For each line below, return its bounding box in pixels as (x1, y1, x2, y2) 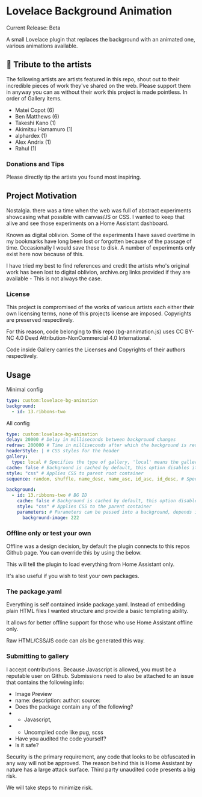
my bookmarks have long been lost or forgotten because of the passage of (6, 238, 192, 245)
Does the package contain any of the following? (14, 703, 133, 710)
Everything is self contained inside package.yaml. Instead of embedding (6, 601, 185, 608)
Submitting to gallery (6, 652, 69, 660)
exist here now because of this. (6, 250, 84, 257)
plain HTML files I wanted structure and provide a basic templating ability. (6, 608, 189, 615)
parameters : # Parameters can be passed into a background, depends (17, 509, 192, 515)
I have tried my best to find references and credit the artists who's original (6, 262, 190, 269)
